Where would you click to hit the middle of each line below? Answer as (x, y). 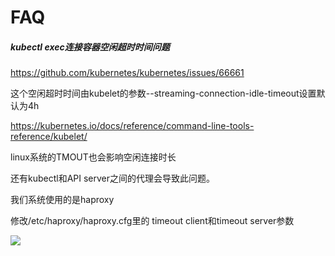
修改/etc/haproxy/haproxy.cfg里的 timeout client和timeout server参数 (152, 221)
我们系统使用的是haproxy (62, 200)
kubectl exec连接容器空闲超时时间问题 (90, 47)
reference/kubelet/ (49, 137)
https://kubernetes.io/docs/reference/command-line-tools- (132, 126)
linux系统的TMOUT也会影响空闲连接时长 (93, 157)
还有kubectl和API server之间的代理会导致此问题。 (113, 178)
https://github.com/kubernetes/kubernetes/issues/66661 (127, 73)
